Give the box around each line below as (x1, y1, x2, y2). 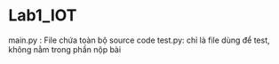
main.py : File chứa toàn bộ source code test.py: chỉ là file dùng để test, (8, 35, 270, 45)
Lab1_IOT (8, 5, 77, 26)
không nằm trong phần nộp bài (8, 44, 122, 54)
